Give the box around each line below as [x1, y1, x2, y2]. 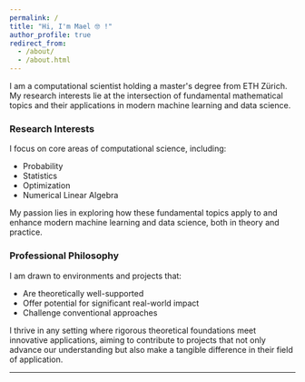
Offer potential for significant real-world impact [22, 297, 200, 308]
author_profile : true [9, 30, 92, 39]
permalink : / [9, 13, 59, 23]
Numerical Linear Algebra [22, 190, 119, 201]
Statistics [22, 170, 58, 182]
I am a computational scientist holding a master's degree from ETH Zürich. [9, 81, 288, 91]
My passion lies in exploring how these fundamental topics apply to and [9, 207, 279, 218]
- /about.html [17, 55, 71, 65]
